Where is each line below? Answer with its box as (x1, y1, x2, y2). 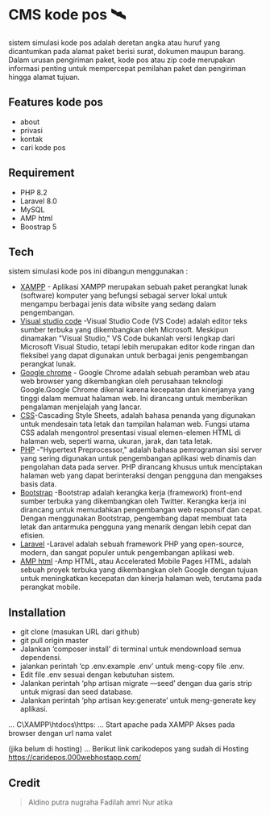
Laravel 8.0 (19, 196, 58, 206)
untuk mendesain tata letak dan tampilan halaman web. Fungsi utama (19, 420, 250, 429)
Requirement (8, 166, 75, 180)
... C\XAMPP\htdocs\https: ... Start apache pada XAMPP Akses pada (8, 720, 235, 729)
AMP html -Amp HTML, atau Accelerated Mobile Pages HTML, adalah (19, 557, 251, 566)
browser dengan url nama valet (8, 729, 112, 738)
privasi (19, 125, 43, 135)
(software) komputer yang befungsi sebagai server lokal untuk (19, 290, 228, 300)
